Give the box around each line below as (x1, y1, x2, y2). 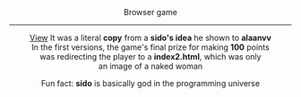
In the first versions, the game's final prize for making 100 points (30, 42, 271, 53)
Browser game (124, 7, 177, 17)
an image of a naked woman (98, 61, 203, 71)
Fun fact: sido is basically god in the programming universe (40, 78, 261, 88)
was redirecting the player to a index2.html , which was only (39, 52, 262, 61)
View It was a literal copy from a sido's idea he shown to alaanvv (30, 33, 271, 43)
